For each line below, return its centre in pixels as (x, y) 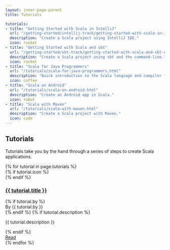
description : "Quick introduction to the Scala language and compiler (86, 76)
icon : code (21, 118)
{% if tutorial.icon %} (27, 172)
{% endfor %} (20, 242)
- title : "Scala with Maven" (36, 104)
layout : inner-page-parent (34, 10)
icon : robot (23, 100)
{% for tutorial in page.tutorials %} (41, 166)
